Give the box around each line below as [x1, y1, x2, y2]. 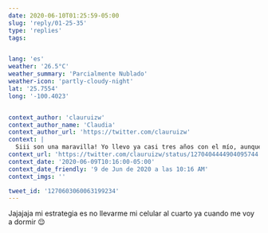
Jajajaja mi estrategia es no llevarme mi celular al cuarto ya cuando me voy [8, 208, 255, 219]
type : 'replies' [8, 26, 62, 34]
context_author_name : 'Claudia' [8, 121, 116, 129]
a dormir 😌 [8, 217, 45, 227]
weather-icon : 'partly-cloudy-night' [8, 77, 134, 85]
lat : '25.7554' [8, 84, 59, 92]
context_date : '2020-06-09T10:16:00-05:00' [8, 157, 156, 165]
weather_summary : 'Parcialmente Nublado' [8, 70, 148, 78]
